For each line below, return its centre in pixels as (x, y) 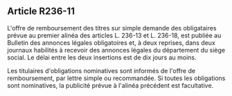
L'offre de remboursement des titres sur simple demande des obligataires (112, 28)
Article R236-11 (41, 11)
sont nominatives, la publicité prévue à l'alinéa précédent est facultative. (110, 85)
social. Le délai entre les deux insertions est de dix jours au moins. (102, 57)
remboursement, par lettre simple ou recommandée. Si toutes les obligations (116, 78)
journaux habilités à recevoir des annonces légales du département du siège (116, 50)
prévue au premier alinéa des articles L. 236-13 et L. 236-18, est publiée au (114, 35)
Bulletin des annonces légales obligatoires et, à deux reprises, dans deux (111, 42)
